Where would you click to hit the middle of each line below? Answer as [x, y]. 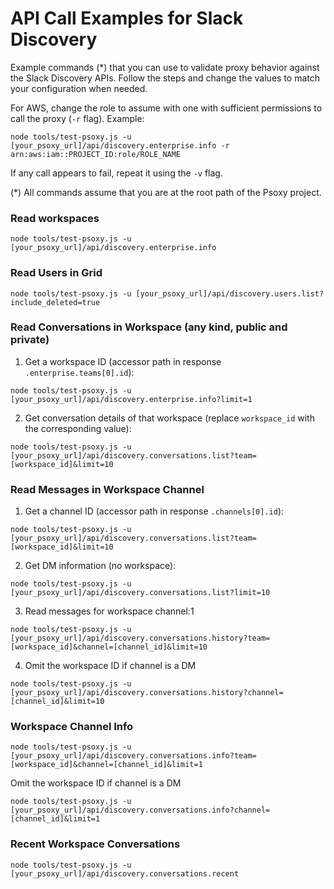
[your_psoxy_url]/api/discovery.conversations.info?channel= [140, 810]
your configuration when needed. [79, 88]
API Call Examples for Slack [127, 18]
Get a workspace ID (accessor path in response [123, 361]
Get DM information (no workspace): [100, 566]
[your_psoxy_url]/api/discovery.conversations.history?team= [140, 638]
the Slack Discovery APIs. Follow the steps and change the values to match [165, 78]
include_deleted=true [55, 302]
